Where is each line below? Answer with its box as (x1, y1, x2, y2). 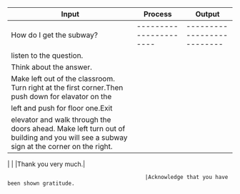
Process (143, 9, 173, 19)
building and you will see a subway (11, 133, 128, 142)
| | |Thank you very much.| (7, 160, 86, 168)
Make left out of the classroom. (11, 74, 116, 83)
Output (195, 9, 220, 19)
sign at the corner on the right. (11, 142, 113, 151)
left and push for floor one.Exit (11, 103, 113, 113)
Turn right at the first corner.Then (11, 83, 124, 92)
